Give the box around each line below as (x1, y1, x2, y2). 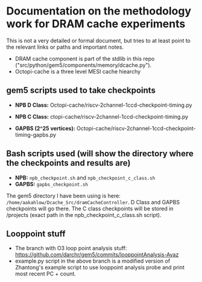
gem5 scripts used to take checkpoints (6, 86, 156, 96)
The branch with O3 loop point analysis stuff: (14, 245, 127, 252)
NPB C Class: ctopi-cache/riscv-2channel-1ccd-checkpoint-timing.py (14, 113, 189, 120)
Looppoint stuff (6, 228, 66, 239)
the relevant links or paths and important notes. (6, 43, 124, 51)
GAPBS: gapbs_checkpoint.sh (14, 180, 89, 187)
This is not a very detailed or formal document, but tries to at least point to (6, 37, 191, 44)
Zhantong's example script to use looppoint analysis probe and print (14, 264, 185, 271)
